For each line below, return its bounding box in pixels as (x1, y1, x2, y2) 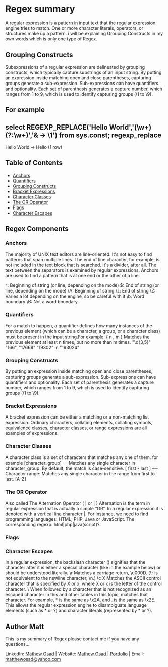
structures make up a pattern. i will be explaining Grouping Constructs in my (5, 30, 163, 36)
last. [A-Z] (5, 476, 26, 482)
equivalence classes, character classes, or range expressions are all (5, 425, 147, 431)
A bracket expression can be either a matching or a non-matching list (5, 414, 149, 420)
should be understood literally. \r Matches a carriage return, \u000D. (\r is (5, 570, 158, 576)
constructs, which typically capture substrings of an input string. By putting (5, 69, 162, 75)
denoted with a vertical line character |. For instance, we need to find (5, 511, 149, 517)
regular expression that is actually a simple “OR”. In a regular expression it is (5, 505, 163, 511)
